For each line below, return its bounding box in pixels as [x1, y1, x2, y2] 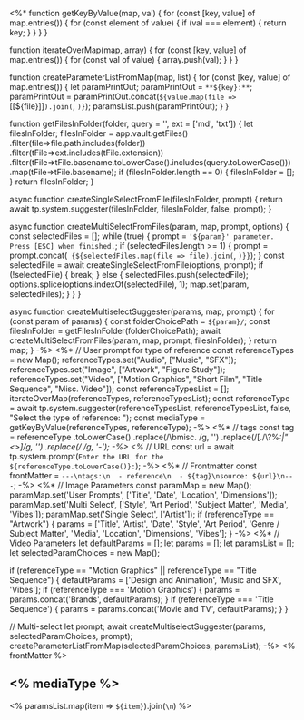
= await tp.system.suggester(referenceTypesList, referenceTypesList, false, [9, 403, 292, 413]
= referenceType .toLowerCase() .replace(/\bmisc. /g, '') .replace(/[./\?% [9, 431, 279, 442]
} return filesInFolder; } [9, 176, 94, 187]
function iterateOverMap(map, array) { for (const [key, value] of [9, 44, 247, 55]
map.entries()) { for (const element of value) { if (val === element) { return [9, 17, 287, 28]
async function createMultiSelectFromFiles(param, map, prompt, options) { [9, 222, 289, 232]
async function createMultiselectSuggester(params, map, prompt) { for [9, 306, 275, 317]
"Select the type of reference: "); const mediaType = [9, 412, 206, 423]
